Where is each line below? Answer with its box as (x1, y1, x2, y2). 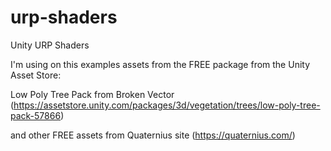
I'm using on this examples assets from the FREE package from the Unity (10, 58, 311, 70)
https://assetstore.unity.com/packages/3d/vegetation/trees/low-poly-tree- (13, 99, 321, 111)
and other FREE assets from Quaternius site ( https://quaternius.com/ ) (10, 129, 296, 141)
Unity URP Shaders (10, 39, 90, 51)
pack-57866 (10, 109, 62, 121)
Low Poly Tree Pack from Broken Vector (10, 88, 175, 100)
